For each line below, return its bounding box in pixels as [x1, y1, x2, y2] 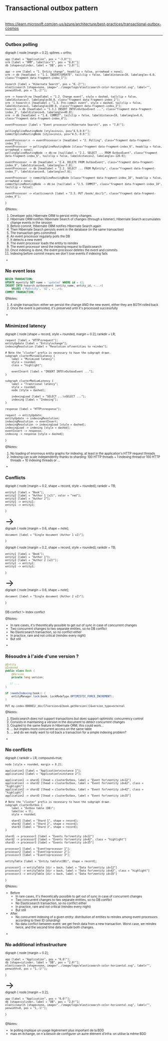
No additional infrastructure [5, 942, 67, 948]
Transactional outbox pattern [5, 4, 98, 12]
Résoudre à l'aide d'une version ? [5, 653, 79, 659]
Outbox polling [5, 41, 38, 48]
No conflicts [5, 747, 32, 753]
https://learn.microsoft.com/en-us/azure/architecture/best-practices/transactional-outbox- [5, 21, 161, 26]
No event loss [5, 268, 36, 274]
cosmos [5, 26, 19, 31]
